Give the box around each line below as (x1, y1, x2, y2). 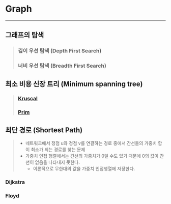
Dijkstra (5, 179, 25, 186)
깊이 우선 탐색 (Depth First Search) (17, 47, 102, 54)
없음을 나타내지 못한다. (35, 159, 80, 165)
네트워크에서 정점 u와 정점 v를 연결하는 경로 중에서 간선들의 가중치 (25, 140, 157, 147)
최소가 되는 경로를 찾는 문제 (31, 147, 85, 153)
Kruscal (17, 95, 38, 102)
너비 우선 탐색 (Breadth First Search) (17, 62, 107, 69)
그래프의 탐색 (5, 31, 44, 40)
